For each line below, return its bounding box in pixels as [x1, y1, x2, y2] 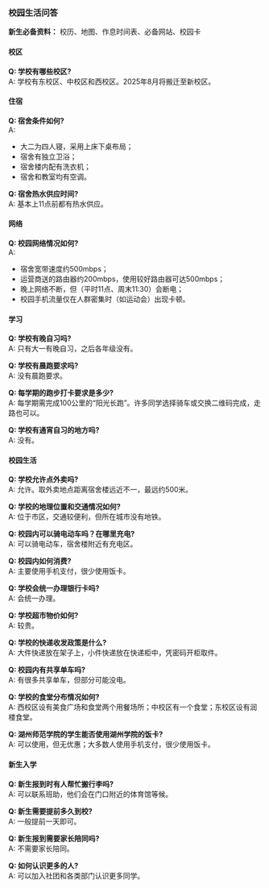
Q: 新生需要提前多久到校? [8, 806, 93, 815]
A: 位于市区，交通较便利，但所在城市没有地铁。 [8, 512, 166, 521]
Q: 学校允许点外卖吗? [8, 475, 79, 484]
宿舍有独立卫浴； [19, 151, 77, 161]
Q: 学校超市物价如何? [8, 611, 79, 620]
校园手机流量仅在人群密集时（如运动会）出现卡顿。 [19, 294, 190, 304]
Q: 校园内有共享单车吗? [8, 665, 86, 674]
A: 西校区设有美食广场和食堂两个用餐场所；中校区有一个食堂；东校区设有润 [8, 703, 258, 712]
